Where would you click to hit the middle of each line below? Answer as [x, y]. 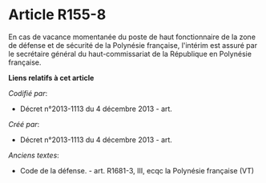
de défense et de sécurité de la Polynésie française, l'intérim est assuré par [133, 45]
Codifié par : [28, 93]
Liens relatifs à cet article [51, 78]
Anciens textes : [34, 155]
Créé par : [24, 124]
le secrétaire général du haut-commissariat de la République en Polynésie [130, 54]
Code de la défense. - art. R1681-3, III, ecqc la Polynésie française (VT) [137, 170]
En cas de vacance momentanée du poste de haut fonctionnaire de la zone [132, 37]
